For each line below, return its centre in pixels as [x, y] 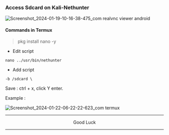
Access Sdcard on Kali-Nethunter [47, 8]
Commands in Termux [29, 30]
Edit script [23, 51]
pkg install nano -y [37, 41]
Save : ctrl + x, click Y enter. [34, 88]
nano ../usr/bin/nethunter [33, 60]
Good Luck [84, 122]
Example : [16, 98]
